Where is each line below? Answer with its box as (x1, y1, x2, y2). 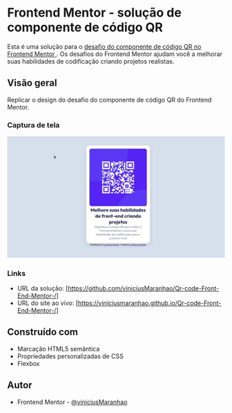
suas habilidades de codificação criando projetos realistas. (7, 57, 175, 65)
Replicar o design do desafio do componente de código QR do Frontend (7, 95, 212, 104)
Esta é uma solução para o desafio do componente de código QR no (7, 42, 202, 51)
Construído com (7, 327, 78, 338)
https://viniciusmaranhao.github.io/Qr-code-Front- (77, 299, 222, 307)
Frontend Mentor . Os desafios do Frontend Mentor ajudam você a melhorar (7, 50, 223, 58)
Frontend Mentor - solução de (7, 5, 182, 21)
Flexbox (17, 359, 40, 367)
